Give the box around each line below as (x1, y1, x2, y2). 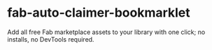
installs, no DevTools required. (7, 35, 94, 43)
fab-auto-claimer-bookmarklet (7, 5, 190, 21)
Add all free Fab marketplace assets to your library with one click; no (7, 28, 206, 36)
